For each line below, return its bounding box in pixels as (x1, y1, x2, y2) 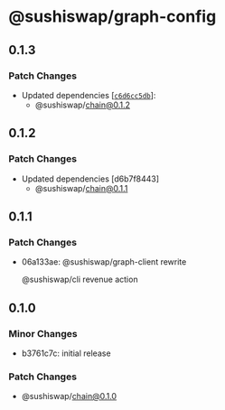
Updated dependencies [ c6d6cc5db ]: (21, 89, 156, 100)
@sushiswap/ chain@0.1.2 (34, 99, 131, 110)
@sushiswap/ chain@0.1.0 (21, 391, 117, 402)
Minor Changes (8, 327, 78, 340)
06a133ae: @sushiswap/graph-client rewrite (21, 256, 187, 267)
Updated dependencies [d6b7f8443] (21, 173, 160, 184)
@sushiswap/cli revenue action (21, 274, 138, 285)
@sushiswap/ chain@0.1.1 (34, 182, 128, 193)
